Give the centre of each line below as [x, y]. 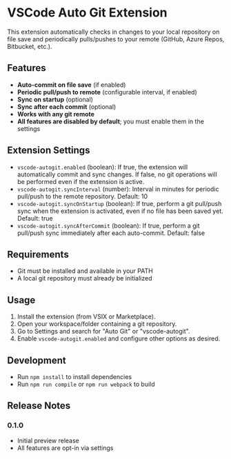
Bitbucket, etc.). [30, 46]
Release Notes [39, 406]
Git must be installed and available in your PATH [85, 271]
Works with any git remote [56, 114]
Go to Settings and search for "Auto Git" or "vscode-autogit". [103, 331]
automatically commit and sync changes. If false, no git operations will [117, 174]
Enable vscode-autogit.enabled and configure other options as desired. [119, 338]
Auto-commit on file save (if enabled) [71, 85]
